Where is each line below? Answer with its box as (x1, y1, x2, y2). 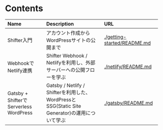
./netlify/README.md (104, 63, 152, 70)
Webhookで (7, 60, 34, 66)
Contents (5, 3, 44, 14)
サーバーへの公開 (46, 66, 85, 73)
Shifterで (7, 97, 28, 103)
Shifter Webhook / (46, 52, 88, 59)
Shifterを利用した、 (46, 89, 91, 96)
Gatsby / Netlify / (46, 82, 85, 89)
